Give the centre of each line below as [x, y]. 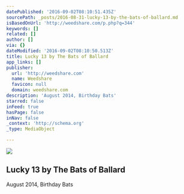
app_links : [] [24, 62]
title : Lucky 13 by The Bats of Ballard [58, 56]
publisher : [20, 68]
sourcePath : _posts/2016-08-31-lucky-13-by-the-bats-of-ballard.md [92, 17]
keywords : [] [22, 29]
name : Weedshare [32, 79]
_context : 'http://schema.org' [45, 124]
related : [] [21, 34]
